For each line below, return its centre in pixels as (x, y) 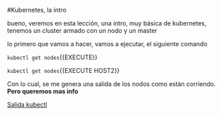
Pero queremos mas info (43, 91)
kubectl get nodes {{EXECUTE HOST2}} (64, 71)
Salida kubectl (27, 105)
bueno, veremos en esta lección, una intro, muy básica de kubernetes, (107, 23)
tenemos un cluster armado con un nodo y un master (82, 31)
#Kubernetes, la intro (37, 10)
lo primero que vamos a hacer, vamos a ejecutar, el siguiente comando (107, 44)
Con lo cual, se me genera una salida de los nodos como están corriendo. (112, 84)
